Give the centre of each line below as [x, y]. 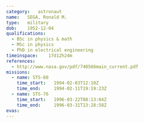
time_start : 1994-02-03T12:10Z [58, 83]
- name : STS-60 [30, 77]
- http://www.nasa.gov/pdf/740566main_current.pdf [75, 67]
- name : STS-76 [30, 94]
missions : [18, 72]
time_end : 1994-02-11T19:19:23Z [62, 89]
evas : [13, 111]
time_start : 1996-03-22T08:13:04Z [62, 99]
